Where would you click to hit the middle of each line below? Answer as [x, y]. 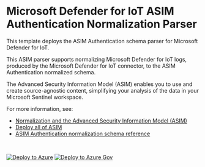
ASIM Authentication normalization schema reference [83, 133]
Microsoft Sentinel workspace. [45, 97]
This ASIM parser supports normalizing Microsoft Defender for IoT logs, [97, 59]
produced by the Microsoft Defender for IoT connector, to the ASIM [91, 66]
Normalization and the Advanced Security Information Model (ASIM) [101, 121]
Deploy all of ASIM [39, 127]
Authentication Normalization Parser [102, 24]
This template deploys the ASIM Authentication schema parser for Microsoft [102, 41]
